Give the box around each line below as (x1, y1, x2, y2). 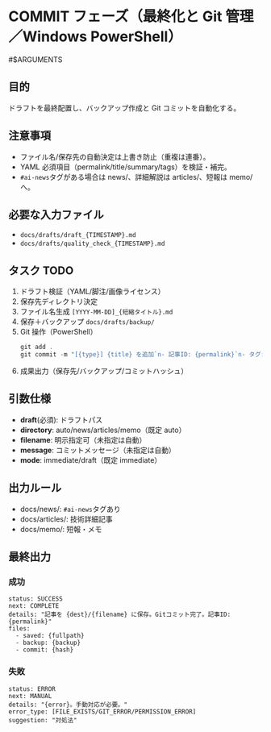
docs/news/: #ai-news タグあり (19, 504, 121, 514)
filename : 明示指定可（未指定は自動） (19, 435, 147, 444)
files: (8, 625, 31, 633)
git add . (19, 343, 54, 351)
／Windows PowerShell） (8, 27, 183, 46)
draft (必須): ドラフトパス (19, 414, 103, 424)
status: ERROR (8, 684, 56, 693)
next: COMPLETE (8, 602, 60, 610)
